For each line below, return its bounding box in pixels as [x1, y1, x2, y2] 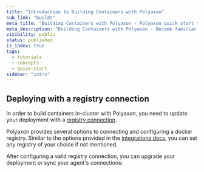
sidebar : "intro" [6, 71, 50, 77]
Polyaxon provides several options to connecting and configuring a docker [6, 128, 193, 136]
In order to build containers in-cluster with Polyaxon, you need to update [6, 110, 188, 117]
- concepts [12, 60, 39, 66]
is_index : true [6, 43, 45, 49]
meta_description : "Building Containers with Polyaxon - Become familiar [6, 26, 197, 32]
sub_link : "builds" [6, 15, 56, 21]
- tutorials [12, 54, 42, 60]
